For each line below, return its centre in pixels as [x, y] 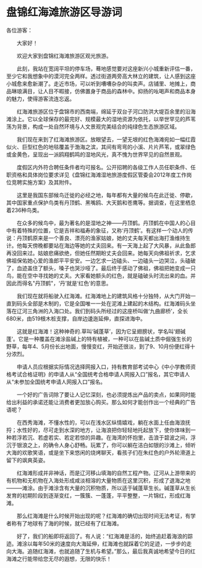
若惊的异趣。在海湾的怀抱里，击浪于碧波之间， [132, 437]
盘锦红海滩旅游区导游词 [64, 12]
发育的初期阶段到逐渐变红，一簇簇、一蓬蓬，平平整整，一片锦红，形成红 [96, 495]
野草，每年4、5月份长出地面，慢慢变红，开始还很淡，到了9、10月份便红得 [98, 346]
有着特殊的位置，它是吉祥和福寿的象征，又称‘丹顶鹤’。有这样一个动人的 [99, 230]
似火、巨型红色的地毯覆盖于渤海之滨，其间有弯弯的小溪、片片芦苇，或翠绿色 [101, 147]
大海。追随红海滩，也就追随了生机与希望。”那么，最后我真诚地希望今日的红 [103, 551]
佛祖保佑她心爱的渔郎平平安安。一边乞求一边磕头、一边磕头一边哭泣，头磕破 [101, 260]
